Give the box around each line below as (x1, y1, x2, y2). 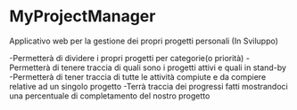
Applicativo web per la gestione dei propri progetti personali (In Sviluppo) (9, 35, 279, 46)
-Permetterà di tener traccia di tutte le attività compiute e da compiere (9, 71, 267, 82)
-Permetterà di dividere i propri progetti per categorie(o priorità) (9, 52, 244, 63)
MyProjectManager (9, 6, 156, 27)
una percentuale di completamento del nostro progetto (9, 90, 210, 101)
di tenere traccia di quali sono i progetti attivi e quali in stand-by (52, 62, 287, 73)
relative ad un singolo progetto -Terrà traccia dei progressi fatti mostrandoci (9, 81, 288, 91)
